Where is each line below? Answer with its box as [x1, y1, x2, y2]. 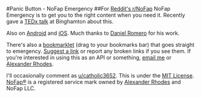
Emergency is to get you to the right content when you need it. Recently [6, 11, 186, 19]
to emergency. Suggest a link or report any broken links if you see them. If [6, 47, 191, 55]
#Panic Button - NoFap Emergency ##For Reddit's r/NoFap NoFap [6, 5, 171, 12]
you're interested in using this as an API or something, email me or [6, 54, 172, 61]
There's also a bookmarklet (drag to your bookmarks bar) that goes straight [6, 41, 195, 48]
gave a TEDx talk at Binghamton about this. [6, 18, 114, 25]
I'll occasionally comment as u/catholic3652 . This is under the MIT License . [6, 72, 195, 79]
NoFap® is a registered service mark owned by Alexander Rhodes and [6, 78, 182, 85]
